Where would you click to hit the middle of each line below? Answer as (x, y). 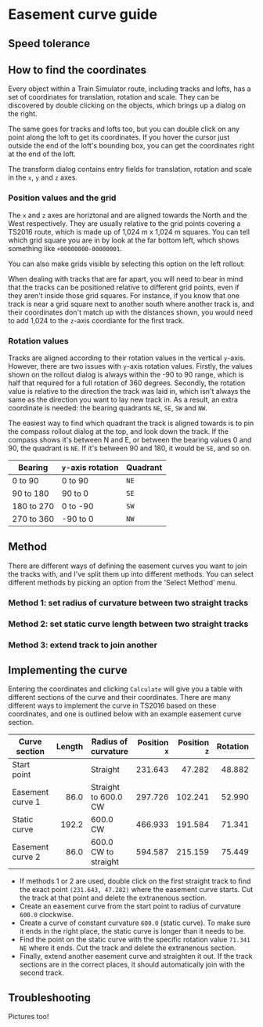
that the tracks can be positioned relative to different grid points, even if (124, 287)
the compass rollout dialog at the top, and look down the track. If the (119, 431)
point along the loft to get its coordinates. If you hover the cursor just (119, 137)
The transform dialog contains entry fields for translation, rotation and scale (130, 169)
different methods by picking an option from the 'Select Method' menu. (122, 582)
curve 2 (26, 857)
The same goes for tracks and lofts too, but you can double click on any (124, 129)
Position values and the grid (62, 198)
